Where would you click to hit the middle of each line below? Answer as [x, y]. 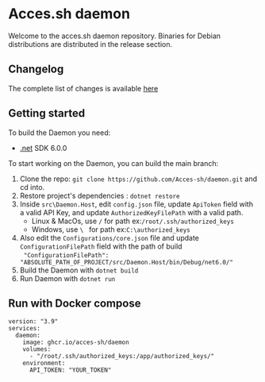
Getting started [47, 113]
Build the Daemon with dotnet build [79, 270]
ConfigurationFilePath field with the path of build [101, 246]
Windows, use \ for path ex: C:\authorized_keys [111, 229]
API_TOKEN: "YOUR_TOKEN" [70, 370]
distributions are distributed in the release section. [90, 44]
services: [25, 329]
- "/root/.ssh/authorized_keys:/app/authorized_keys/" [122, 357]
